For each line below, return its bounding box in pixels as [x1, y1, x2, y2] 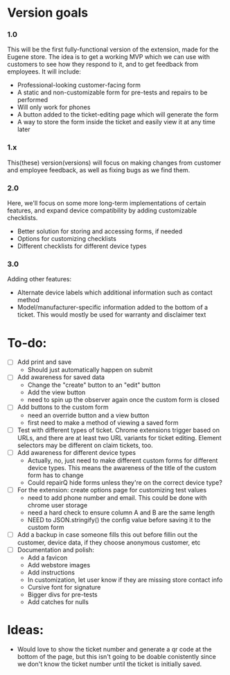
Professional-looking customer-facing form [17, 81, 141, 90]
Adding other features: [7, 275, 72, 283]
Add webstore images [27, 560, 91, 569]
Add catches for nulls [27, 597, 89, 606]
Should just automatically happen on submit [27, 366, 153, 374]
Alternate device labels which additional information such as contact [17, 288, 213, 297]
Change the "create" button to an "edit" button [27, 381, 161, 390]
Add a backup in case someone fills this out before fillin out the [17, 530, 198, 539]
